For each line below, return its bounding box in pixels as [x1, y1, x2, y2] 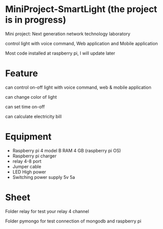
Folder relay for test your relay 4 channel [5, 208, 89, 214]
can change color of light [5, 94, 57, 100]
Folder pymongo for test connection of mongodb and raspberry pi [5, 218, 141, 224]
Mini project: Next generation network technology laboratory [5, 31, 130, 37]
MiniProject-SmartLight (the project [5, 4, 157, 15]
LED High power [12, 169, 47, 175]
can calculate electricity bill [5, 113, 62, 119]
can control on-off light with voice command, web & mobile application [5, 84, 151, 90]
